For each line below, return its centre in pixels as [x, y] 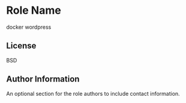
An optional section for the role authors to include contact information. [93, 93]
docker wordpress [29, 27]
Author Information [43, 79]
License [21, 46]
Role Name [34, 10]
